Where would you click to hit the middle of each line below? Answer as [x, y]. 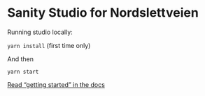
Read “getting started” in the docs [56, 84]
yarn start [23, 72]
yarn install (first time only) [49, 45]
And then [20, 59]
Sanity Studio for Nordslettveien [103, 13]
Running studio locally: [40, 32]
